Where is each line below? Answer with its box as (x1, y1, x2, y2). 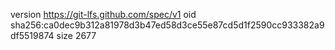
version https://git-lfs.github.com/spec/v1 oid (10, 9, 197, 20)
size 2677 (56, 30, 97, 41)
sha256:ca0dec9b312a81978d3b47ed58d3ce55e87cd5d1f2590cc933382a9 (10, 19, 325, 31)
